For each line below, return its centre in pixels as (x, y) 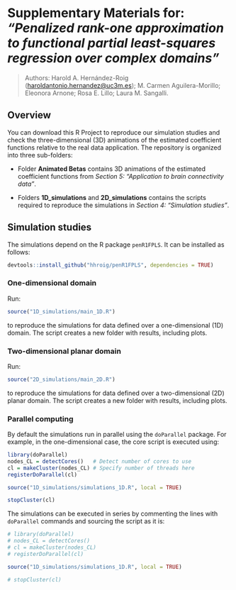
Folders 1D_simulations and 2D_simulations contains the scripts (112, 197)
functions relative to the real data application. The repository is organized (114, 147)
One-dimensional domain (52, 283)
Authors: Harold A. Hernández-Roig (77, 78)
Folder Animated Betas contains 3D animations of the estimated (112, 169)
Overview (29, 115)
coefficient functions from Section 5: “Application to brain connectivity (121, 176)
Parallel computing (40, 418)
